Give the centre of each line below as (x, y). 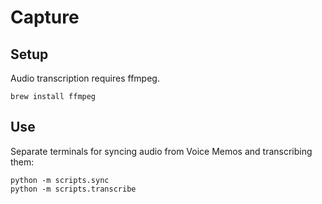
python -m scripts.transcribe (73, 189)
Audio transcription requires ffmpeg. (85, 78)
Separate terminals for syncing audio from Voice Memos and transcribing (161, 151)
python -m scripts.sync (60, 180)
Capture (45, 17)
